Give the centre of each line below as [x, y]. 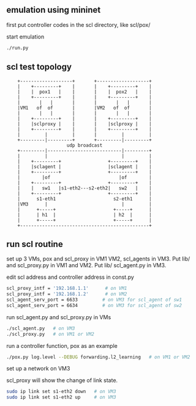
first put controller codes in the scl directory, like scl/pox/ [78, 24]
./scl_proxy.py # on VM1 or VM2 [51, 334]
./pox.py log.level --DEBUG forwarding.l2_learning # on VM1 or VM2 [98, 357]
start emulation [25, 37]
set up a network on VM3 [38, 369]
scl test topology [39, 67]
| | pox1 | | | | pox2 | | [85, 92]
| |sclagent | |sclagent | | [85, 167]
